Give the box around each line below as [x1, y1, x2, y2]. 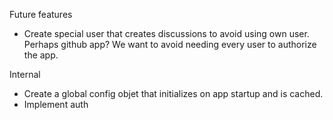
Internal [9, 69, 41, 80]
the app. [23, 49, 59, 61]
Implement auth [23, 99, 89, 110]
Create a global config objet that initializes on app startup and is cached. [23, 88, 324, 99]
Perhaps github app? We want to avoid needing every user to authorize [23, 39, 317, 50]
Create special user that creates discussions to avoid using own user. [23, 28, 310, 39]
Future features [9, 9, 73, 20]
